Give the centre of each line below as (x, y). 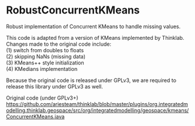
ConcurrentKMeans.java (35, 116)
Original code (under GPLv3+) (42, 98)
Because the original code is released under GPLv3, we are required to (91, 80)
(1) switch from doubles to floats (45, 50)
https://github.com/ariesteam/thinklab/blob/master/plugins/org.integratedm (97, 104)
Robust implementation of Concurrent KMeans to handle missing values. (93, 26)
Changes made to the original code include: (59, 44)
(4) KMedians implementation (42, 69)
